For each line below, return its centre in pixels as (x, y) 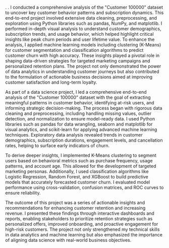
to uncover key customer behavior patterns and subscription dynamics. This (84, 13)
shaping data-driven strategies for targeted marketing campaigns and (78, 61)
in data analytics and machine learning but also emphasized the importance (84, 235)
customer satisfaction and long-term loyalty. (51, 82)
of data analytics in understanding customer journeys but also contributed (82, 72)
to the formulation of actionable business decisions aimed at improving (79, 77)
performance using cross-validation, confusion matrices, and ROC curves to (84, 188)
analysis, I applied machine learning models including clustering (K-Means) (83, 45)
